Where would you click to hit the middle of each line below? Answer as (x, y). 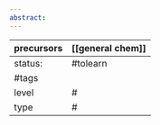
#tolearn (89, 63)
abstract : (28, 18)
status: (28, 63)
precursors (38, 48)
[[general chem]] (108, 48)
